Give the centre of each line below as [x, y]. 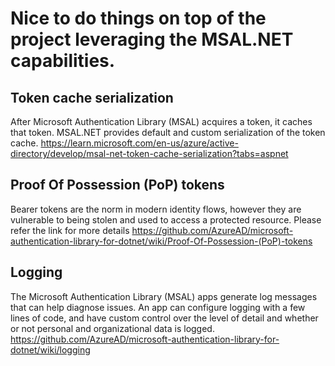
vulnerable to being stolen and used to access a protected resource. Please [166, 219]
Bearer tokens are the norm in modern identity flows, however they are [156, 209]
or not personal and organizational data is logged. [112, 328]
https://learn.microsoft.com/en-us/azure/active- [139, 143]
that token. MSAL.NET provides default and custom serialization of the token [168, 132]
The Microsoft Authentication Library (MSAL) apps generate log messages [164, 296]
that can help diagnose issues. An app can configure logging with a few [158, 307]
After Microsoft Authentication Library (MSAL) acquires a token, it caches [161, 121]
